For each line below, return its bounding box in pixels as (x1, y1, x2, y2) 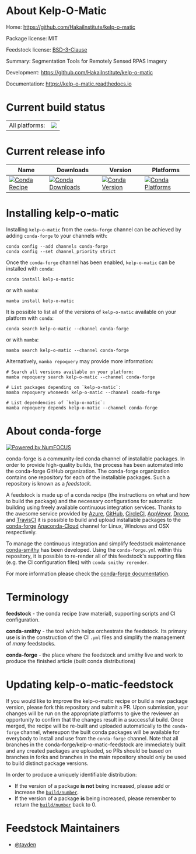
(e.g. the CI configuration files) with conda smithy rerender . (6, 558, 149, 566)
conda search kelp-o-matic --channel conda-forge (6, 326, 129, 332)
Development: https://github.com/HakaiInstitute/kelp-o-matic (6, 69, 153, 76)
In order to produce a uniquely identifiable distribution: (6, 771, 137, 778)
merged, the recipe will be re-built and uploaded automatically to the (6, 722, 171, 729)
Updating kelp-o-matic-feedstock (6, 678, 174, 691)
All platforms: (9, 121, 45, 129)
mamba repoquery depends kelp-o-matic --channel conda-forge (6, 405, 158, 411)
